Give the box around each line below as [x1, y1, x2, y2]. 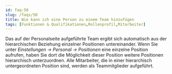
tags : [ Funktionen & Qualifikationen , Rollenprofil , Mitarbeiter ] [5, 21, 146, 27]
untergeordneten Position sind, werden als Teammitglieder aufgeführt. [5, 63, 154, 69]
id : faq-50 [5, 7, 29, 13]
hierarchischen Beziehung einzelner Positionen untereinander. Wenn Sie [5, 41, 158, 47]
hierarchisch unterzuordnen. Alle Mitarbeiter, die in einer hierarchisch [5, 57, 152, 64]
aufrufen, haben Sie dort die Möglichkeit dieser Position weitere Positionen [5, 52, 163, 58]
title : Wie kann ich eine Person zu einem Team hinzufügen [5, 17, 135, 22]
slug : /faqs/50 [5, 12, 38, 17]
